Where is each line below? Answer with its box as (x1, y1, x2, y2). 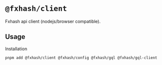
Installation (5, 46, 28, 52)
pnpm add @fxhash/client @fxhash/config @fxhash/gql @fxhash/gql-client (5, 55, 158, 60)
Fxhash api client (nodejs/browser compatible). (5, 18, 101, 24)
